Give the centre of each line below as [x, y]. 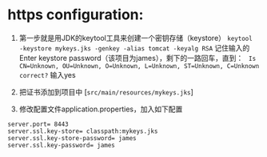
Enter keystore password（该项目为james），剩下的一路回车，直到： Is [137, 58]
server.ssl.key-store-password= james [72, 138]
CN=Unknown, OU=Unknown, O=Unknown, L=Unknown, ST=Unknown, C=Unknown [139, 66]
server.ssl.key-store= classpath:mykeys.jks [83, 131]
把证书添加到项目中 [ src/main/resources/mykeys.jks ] [106, 92]
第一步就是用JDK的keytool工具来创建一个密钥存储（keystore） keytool [135, 38]
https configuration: [76, 15]
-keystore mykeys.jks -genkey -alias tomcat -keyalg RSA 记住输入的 [134, 48]
